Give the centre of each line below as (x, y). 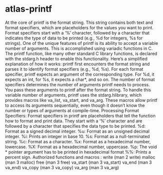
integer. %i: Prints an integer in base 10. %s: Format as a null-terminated (77, 136)
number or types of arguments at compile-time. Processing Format (72, 110)
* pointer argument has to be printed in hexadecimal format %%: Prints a (78, 152)
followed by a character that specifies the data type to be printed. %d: (75, 126)
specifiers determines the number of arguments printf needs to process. (77, 84)
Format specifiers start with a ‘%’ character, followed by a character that (77, 33)
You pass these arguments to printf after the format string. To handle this (78, 90)
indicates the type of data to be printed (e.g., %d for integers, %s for (74, 38)
